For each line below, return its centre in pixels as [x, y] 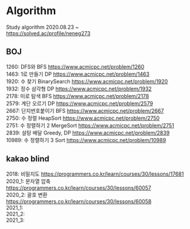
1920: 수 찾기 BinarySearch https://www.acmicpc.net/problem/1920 [87, 81]
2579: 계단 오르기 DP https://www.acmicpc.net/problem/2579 [80, 103]
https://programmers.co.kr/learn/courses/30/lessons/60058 [79, 201]
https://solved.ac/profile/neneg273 [48, 33]
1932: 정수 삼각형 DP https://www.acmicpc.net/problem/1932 [79, 89]
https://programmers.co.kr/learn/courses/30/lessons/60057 [79, 188]
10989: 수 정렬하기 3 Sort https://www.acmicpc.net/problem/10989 [86, 140]
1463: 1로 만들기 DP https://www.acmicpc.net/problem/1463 [78, 74]
